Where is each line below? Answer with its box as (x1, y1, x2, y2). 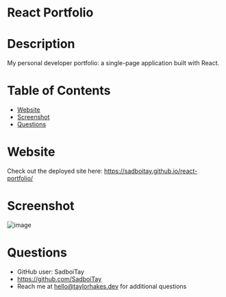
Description (7, 36, 75, 52)
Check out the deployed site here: (7, 167, 103, 175)
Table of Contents (7, 83, 111, 99)
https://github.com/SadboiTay (16, 274, 102, 283)
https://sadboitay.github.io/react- (103, 167, 198, 175)
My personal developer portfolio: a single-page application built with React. (7, 59, 220, 67)
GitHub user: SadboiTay (16, 268, 84, 276)
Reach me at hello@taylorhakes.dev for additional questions (16, 282, 187, 290)
